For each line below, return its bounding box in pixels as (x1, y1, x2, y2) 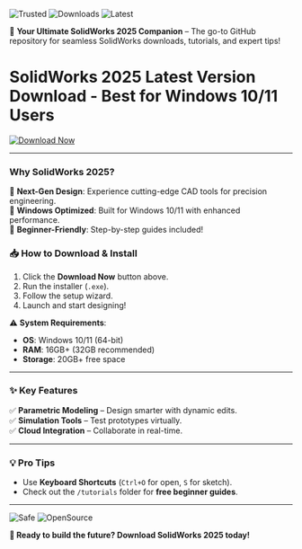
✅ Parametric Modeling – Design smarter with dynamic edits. (9, 404, 238, 415)
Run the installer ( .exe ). (22, 280, 110, 291)
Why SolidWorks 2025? (9, 165, 115, 178)
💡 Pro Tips (9, 456, 56, 469)
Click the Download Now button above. (22, 270, 169, 282)
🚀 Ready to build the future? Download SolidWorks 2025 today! (9, 530, 250, 541)
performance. (9, 215, 60, 226)
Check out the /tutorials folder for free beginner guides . (22, 486, 238, 498)
